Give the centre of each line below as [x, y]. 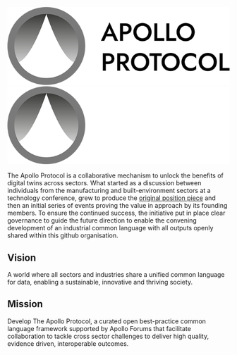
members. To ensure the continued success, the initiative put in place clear [116, 213]
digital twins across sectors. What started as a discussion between [104, 183]
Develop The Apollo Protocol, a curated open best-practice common [107, 321]
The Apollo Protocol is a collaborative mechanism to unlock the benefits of [115, 175]
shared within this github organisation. [63, 235]
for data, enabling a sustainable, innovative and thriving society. [100, 282]
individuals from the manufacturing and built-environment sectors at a [109, 191]
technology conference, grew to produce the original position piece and [112, 198]
